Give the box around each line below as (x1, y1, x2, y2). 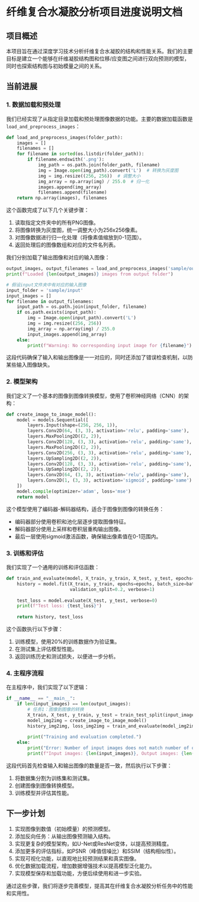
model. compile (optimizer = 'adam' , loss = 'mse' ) (17, 488, 131, 495)
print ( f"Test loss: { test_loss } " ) (17, 603, 102, 609)
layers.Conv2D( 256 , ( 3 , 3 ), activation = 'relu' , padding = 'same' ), (27, 450, 192, 456)
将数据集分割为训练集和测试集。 (14, 774, 93, 782)
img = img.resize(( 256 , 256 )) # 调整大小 (37, 173, 141, 179)
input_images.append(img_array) (27, 331, 108, 338)
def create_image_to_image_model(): (6, 411, 97, 418)
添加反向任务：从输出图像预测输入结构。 (14, 833, 114, 840)
